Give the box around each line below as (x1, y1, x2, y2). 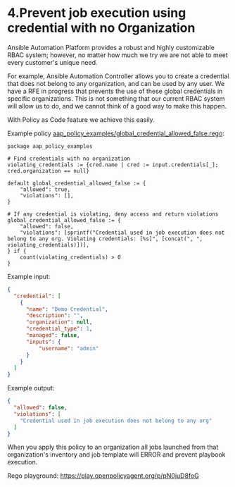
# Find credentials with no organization (7, 155, 131, 162)
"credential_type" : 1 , (25, 326, 93, 333)
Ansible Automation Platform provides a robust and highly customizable (7, 43, 215, 51)
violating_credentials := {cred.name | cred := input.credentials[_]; (7, 161, 219, 168)
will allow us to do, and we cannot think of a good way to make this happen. (7, 101, 227, 110)
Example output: (7, 384, 55, 393)
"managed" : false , (25, 332, 80, 339)
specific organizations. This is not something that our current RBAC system (7, 94, 225, 103)
